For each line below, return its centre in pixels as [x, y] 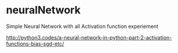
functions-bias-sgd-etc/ [35, 44]
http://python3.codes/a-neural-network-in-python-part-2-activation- [89, 37]
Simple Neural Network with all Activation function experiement [82, 26]
